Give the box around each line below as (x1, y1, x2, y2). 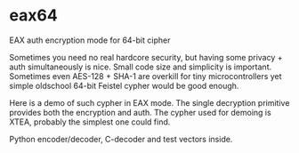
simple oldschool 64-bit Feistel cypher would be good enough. (9, 80, 239, 91)
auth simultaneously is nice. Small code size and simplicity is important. (9, 61, 272, 72)
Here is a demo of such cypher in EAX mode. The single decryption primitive (9, 97, 290, 108)
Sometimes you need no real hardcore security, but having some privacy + (9, 52, 283, 62)
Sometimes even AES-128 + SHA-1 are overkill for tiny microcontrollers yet (9, 70, 282, 81)
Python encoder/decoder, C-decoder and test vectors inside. (9, 133, 233, 144)
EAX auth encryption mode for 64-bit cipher (9, 35, 171, 45)
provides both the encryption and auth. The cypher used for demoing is (9, 107, 271, 117)
